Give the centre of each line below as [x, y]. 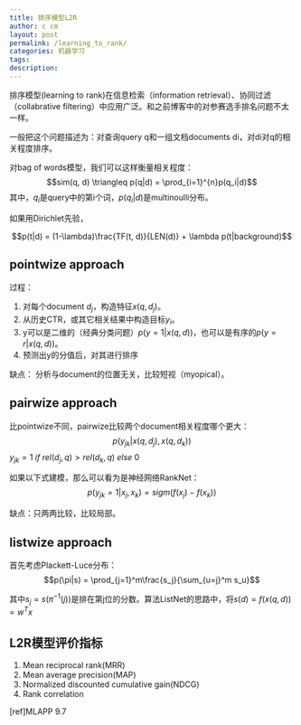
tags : [19, 60]
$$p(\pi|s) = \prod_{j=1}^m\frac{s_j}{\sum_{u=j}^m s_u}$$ [152, 580]
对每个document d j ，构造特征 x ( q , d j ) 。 [94, 308]
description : [34, 69]
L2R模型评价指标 [56, 643]
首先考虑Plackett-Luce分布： [63, 565]
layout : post [34, 34]
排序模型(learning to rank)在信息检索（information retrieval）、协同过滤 [141, 95]
